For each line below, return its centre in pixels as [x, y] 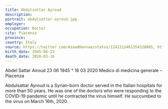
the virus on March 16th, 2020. [37, 101]
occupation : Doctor [25, 28]
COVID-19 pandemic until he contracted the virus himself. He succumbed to [83, 96]
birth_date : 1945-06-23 [30, 51]
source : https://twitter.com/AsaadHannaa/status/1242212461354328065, [80, 47]
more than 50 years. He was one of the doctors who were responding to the [83, 91]
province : [15, 38]
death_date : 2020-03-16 [30, 56]
